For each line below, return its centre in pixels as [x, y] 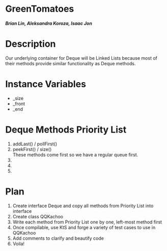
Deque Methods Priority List [66, 129]
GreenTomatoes [40, 9]
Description [31, 44]
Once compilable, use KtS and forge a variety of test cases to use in [84, 227]
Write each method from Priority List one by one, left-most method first [87, 222]
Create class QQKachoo [38, 216]
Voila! [18, 243]
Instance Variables [46, 84]
